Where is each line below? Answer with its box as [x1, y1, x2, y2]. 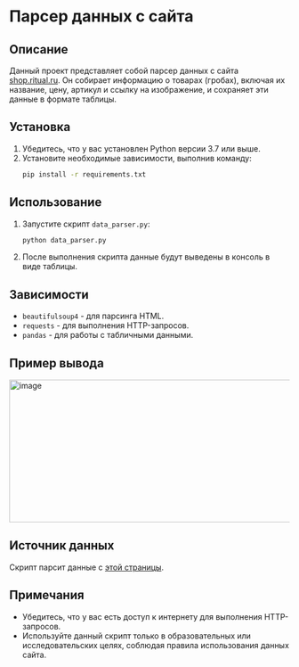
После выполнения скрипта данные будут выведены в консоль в [21, 251, 271, 262]
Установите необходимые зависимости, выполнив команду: [21, 152, 252, 163]
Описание [9, 42, 69, 57]
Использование [9, 194, 102, 210]
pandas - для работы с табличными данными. [21, 330, 194, 341]
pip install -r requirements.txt [21, 169, 147, 179]
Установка [9, 119, 71, 135]
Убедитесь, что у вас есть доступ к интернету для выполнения [21, 611, 263, 622]
